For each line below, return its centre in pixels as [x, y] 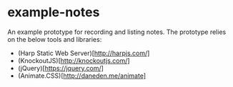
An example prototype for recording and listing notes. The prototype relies [117, 32]
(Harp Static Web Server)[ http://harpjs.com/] [84, 53]
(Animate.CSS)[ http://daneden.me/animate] [82, 76]
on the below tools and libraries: [55, 39]
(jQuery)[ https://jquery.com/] [60, 68]
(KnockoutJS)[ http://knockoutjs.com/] [74, 60]
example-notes [54, 12]
